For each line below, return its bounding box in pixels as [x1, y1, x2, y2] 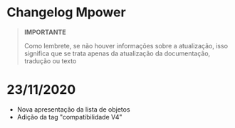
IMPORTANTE [23, 28, 66, 36]
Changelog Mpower [6, 4, 126, 21]
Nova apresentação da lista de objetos [16, 105, 130, 114]
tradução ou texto [23, 56, 77, 65]
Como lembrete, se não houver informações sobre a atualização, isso [23, 41, 229, 50]
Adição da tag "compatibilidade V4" [16, 112, 122, 121]
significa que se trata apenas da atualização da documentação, [23, 49, 211, 58]
